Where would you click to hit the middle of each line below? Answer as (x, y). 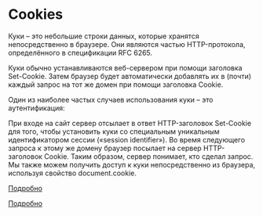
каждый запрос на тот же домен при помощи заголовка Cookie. (116, 85)
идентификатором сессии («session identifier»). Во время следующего (127, 139)
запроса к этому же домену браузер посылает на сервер (105, 148)
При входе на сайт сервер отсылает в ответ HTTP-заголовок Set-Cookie (130, 123)
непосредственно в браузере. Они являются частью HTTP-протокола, (127, 44)
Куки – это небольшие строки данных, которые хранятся (104, 36)
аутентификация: (37, 108)
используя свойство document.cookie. (73, 173)
